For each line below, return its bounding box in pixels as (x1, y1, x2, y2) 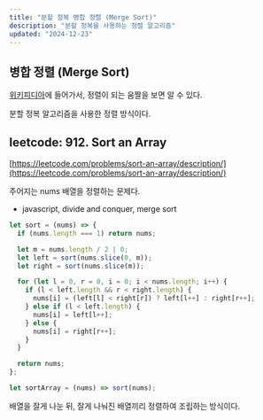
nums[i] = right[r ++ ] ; (32, 327, 117, 336)
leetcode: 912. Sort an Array (9, 135, 167, 150)
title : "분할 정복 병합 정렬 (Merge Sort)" (9, 12, 158, 22)
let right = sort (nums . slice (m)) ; (17, 261, 144, 270)
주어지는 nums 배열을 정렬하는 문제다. (9, 186, 141, 196)
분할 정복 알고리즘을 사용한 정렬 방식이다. (9, 108, 151, 120)
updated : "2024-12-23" (9, 29, 93, 38)
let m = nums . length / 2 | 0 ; (17, 245, 128, 253)
